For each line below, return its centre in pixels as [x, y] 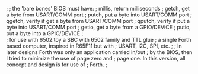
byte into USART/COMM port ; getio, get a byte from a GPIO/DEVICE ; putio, [99, 27]
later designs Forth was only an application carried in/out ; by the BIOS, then [99, 52]
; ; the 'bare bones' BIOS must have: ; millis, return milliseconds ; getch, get [98, 9]
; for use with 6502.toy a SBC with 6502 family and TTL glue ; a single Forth [99, 40]
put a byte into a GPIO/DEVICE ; [45, 33]
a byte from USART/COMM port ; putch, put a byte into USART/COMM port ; [99, 15]
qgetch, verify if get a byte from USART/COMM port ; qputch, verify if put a [98, 21]
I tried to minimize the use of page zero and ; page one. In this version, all [96, 58]
